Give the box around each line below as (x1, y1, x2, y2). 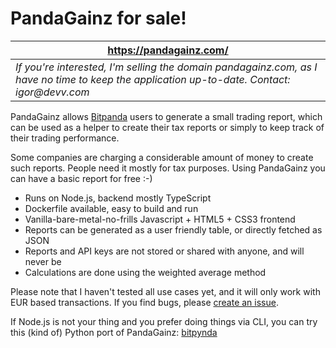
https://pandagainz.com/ (107, 43, 229, 57)
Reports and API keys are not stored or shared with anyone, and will (24, 245, 305, 257)
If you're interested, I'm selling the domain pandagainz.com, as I (15, 60, 318, 74)
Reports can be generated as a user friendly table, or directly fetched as (24, 223, 323, 236)
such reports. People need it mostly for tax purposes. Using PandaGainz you (10, 162, 326, 174)
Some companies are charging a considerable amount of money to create (10, 151, 314, 163)
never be (24, 255, 62, 267)
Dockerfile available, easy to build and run (24, 202, 199, 214)
